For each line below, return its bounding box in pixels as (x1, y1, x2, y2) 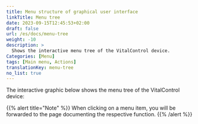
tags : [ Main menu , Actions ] (6, 59, 77, 65)
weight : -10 (6, 37, 36, 43)
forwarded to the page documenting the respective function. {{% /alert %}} (6, 111, 193, 118)
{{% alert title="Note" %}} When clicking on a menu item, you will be (6, 104, 176, 111)
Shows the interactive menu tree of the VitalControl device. (11, 48, 170, 54)
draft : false (6, 25, 39, 32)
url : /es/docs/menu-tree (6, 31, 68, 37)
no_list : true (6, 70, 42, 76)
